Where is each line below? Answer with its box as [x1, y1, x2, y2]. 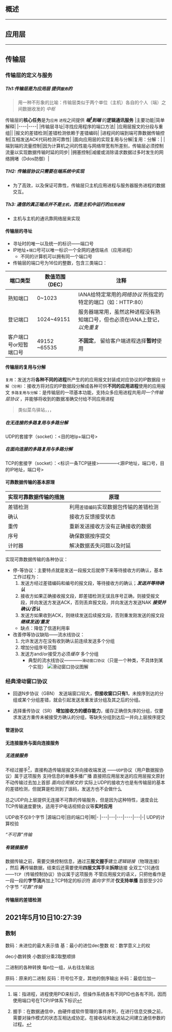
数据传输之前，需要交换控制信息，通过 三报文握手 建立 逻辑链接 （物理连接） [5, 858, 162, 864]
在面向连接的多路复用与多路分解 [5, 446, 73, 452]
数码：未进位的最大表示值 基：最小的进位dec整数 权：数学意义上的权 [5, 942, 150, 949]
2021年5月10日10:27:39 [5, 913, 82, 922]
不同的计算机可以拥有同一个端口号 [20, 253, 93, 259]
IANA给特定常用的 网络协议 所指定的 [78, 291, 164, 298]
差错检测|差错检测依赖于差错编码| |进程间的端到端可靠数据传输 [29, 130, 160, 136]
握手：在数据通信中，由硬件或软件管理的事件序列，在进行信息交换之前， [12, 1008, 165, 1015]
